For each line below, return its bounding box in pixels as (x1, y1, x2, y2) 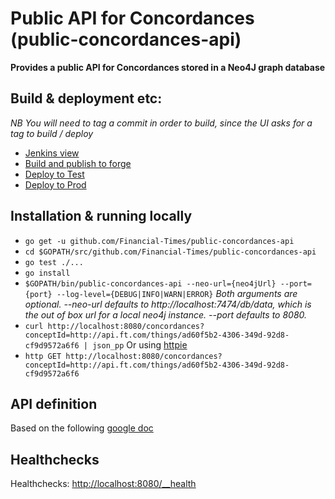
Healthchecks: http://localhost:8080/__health (10, 478, 197, 490)
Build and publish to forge (24, 157, 132, 169)
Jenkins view (24, 147, 80, 159)
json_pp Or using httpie (92, 338, 188, 351)
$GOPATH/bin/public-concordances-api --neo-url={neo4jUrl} (24, 278, 277, 289)
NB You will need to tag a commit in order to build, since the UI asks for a (10, 117, 313, 129)
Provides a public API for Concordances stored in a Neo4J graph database (10, 61, 326, 73)
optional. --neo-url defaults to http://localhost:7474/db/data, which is (24, 298, 312, 310)
